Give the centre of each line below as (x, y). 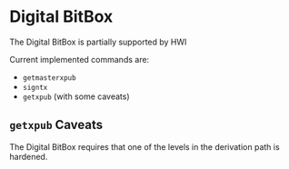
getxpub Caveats (56, 125)
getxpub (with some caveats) (76, 96)
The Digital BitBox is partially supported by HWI (98, 42)
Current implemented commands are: (80, 59)
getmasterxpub (49, 78)
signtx (35, 87)
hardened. (29, 156)
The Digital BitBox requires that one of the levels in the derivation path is (144, 146)
